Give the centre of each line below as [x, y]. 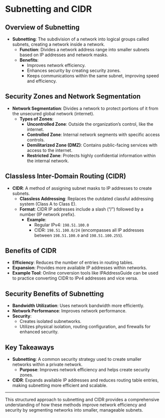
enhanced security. [39, 332]
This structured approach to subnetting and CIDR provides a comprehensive [82, 400]
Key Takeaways [30, 347]
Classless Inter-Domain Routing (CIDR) [66, 176]
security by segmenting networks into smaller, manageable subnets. [74, 410]
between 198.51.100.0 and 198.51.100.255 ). [79, 235]
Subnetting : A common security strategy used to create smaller [77, 359]
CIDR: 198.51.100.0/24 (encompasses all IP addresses [89, 230]
